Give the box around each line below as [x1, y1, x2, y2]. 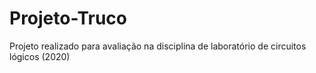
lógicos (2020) [9, 50, 71, 62]
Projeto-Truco [9, 7, 127, 30]
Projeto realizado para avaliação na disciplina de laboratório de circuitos [9, 40, 307, 52]
